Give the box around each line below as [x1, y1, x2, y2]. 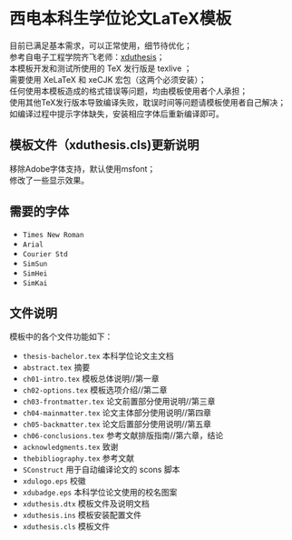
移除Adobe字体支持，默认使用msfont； [9, 163, 156, 174]
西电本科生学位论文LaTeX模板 [9, 8, 232, 29]
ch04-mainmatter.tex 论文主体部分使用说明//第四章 [22, 407, 211, 418]
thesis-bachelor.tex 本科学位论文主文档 [22, 351, 174, 362]
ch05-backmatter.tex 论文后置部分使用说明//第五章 [22, 419, 211, 430]
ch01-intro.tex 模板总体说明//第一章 [22, 374, 161, 385]
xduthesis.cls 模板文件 [22, 521, 111, 532]
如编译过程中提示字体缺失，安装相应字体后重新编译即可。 [9, 108, 224, 119]
